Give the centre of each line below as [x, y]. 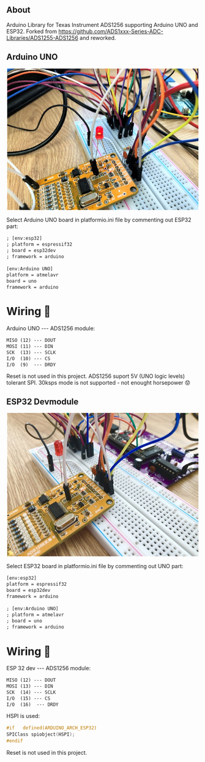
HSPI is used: [23, 716]
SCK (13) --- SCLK [31, 352]
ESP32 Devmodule [43, 401]
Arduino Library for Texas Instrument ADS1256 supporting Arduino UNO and [102, 24]
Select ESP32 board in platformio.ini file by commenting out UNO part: [95, 566]
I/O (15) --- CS [28, 699]
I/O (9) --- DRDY [31, 364]
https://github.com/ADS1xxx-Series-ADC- [110, 31]
